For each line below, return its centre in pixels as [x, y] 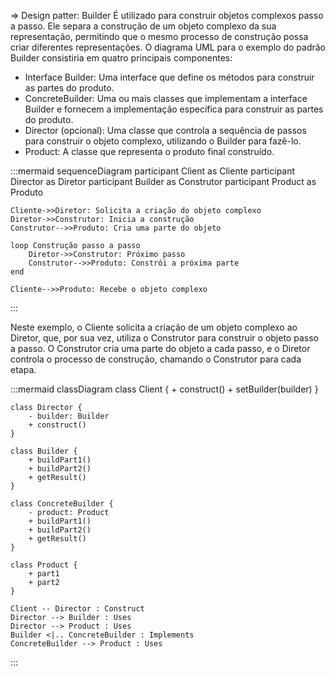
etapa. [23, 369]
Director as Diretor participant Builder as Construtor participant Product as [163, 181]
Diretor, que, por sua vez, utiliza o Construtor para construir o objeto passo [164, 338]
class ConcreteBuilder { [62, 504]
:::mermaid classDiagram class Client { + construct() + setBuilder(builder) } [164, 389]
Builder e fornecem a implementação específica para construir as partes [174, 109]
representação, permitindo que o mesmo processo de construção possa [159, 36]
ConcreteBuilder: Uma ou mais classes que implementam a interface [166, 98]
